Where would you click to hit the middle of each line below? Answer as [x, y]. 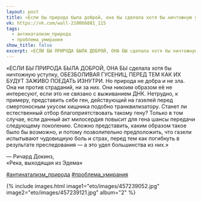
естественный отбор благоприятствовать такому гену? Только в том [95, 112]
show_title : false [29, 46]
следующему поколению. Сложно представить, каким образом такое [96, 125]
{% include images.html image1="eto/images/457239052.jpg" [83, 186]
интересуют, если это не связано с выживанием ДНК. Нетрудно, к [92, 93]
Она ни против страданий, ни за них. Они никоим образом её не [89, 87]
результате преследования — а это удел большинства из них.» [87, 144]
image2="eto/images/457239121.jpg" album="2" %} [71, 192]
